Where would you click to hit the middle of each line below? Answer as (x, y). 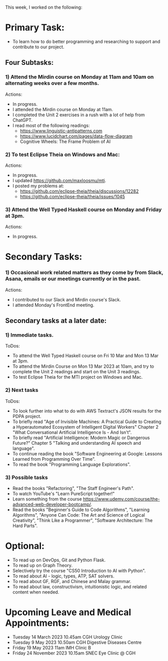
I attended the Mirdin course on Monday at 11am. (63, 109)
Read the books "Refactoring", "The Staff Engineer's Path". (73, 488)
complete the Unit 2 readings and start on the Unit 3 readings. (76, 372)
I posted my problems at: (38, 186)
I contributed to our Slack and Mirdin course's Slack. (67, 299)
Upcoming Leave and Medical (68, 612)
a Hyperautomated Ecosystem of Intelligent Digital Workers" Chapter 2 (86, 427)
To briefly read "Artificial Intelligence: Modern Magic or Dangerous (81, 438)
